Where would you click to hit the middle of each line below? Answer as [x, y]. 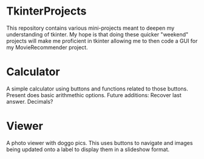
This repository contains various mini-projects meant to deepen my [90, 28]
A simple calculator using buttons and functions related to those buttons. [97, 89]
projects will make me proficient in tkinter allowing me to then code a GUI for [102, 41]
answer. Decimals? [30, 101]
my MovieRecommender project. [47, 47]
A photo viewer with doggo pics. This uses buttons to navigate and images [100, 143]
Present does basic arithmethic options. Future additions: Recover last [94, 95]
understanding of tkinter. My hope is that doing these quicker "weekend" [97, 34]
